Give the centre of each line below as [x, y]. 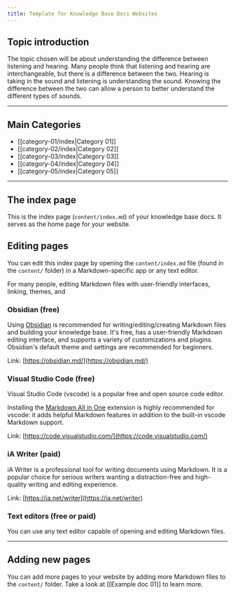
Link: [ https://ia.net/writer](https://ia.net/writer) [75, 498]
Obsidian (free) [34, 309]
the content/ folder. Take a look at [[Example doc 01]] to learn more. [105, 584]
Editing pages [38, 246]
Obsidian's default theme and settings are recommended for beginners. [111, 347]
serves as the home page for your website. [69, 224]
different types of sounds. [45, 96]
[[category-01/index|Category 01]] [67, 141]
